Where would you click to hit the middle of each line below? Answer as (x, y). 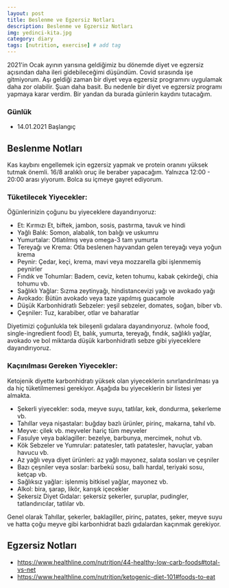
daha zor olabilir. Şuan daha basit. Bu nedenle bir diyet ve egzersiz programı (115, 87)
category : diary (30, 39)
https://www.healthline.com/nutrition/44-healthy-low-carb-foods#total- (119, 562)
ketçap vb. (32, 474)
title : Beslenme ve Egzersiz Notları (61, 20)
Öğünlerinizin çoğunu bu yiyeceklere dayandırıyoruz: (82, 212)
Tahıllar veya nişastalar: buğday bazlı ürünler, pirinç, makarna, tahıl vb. (116, 423)
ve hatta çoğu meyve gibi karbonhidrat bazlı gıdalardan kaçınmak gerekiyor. (114, 524)
